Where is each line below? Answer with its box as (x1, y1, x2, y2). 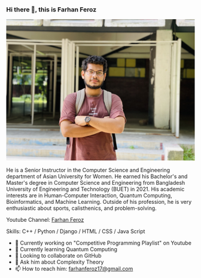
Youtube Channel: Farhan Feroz (6, 216, 84, 224)
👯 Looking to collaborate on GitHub (14, 252, 102, 259)
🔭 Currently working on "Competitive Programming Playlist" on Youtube (14, 239, 191, 247)
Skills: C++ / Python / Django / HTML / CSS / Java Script (6, 228, 145, 235)
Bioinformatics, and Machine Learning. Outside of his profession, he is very (6, 198, 192, 206)
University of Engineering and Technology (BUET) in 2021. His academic (6, 185, 185, 193)
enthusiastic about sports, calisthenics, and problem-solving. (6, 204, 157, 212)
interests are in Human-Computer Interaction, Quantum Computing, (6, 192, 172, 199)
